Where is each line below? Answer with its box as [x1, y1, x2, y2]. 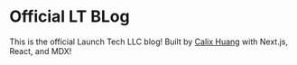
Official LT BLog [9, 6, 130, 27]
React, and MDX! [9, 45, 72, 56]
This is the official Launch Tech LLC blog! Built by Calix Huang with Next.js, [9, 36, 289, 47]
